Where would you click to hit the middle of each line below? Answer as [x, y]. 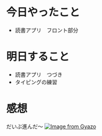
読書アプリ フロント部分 [46, 30]
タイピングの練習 [36, 82]
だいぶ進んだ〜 [25, 126]
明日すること [38, 57]
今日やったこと [43, 12]
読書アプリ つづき [39, 74]
